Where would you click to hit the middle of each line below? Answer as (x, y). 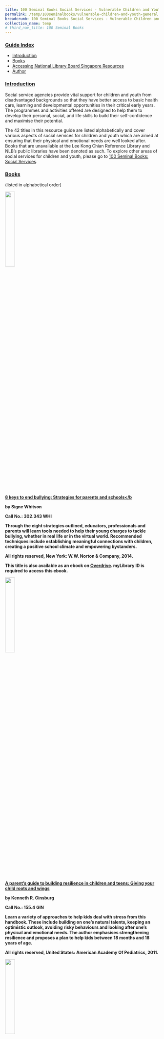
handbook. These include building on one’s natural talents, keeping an (78, 922)
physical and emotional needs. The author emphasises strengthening (77, 933)
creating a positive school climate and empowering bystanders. (71, 546)
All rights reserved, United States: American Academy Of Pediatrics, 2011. (82, 952)
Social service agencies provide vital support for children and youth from (79, 95)
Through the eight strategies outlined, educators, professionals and (75, 526)
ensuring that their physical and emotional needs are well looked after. (76, 141)
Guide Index (20, 45)
